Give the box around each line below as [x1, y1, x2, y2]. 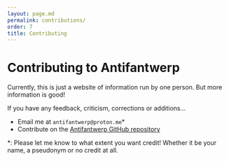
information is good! [7, 90, 65, 99]
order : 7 [7, 23, 33, 30]
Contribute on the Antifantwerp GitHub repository [17, 125, 160, 134]
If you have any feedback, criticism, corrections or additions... [7, 104, 186, 113]
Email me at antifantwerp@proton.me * [17, 118, 125, 126]
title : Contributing [7, 29, 68, 37]
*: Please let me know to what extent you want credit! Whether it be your [7, 139, 217, 147]
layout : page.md [7, 10, 55, 17]
